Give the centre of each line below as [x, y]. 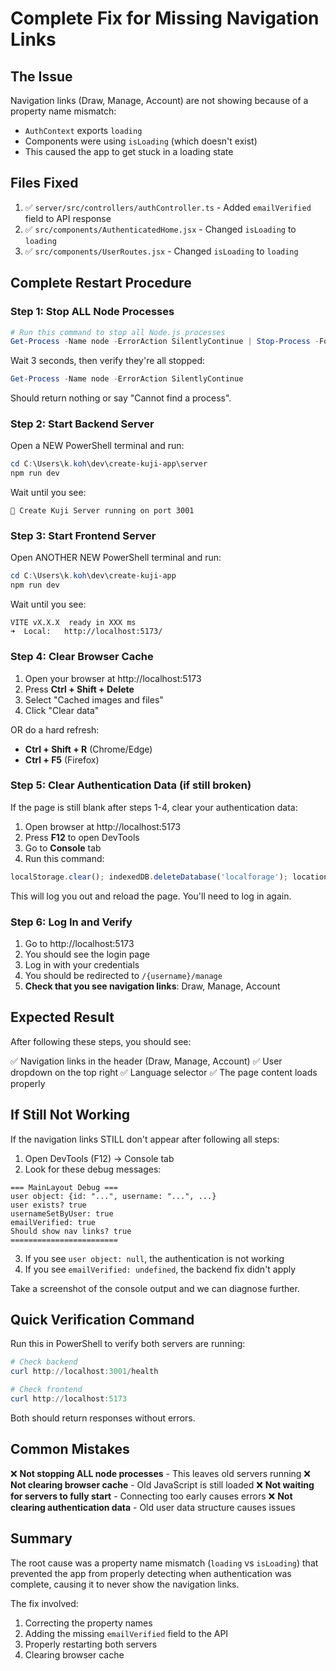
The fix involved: [44, 1603]
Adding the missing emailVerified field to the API [126, 1633]
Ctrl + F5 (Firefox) [62, 759]
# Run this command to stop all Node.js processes [118, 332]
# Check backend [44, 1362]
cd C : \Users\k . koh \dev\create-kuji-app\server [109, 464]
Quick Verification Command [102, 1320]
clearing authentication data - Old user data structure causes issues [153, 1507]
